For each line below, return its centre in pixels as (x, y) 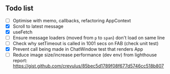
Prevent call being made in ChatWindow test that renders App (78, 49)
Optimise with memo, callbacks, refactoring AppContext (72, 20)
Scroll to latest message (38, 26)
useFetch (23, 32)
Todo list (19, 8)
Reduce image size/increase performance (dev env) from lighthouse (85, 55)
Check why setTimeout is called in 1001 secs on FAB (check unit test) (86, 44)
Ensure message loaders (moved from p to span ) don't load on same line (89, 38)
